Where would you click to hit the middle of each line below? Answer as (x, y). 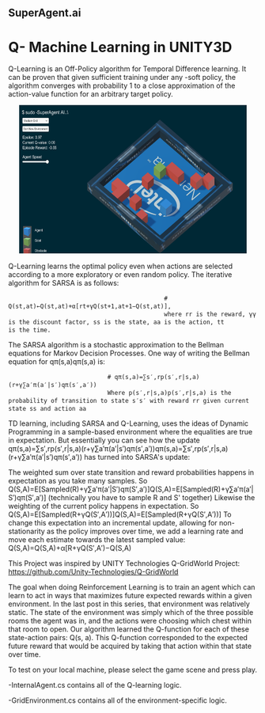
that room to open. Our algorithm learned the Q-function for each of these (129, 629)
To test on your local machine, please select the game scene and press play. (133, 670)
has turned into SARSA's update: (137, 457)
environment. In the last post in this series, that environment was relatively (129, 604)
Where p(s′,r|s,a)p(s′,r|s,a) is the (169, 393)
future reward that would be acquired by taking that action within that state (130, 646)
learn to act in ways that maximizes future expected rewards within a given (130, 596)
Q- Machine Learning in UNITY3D (120, 47)
